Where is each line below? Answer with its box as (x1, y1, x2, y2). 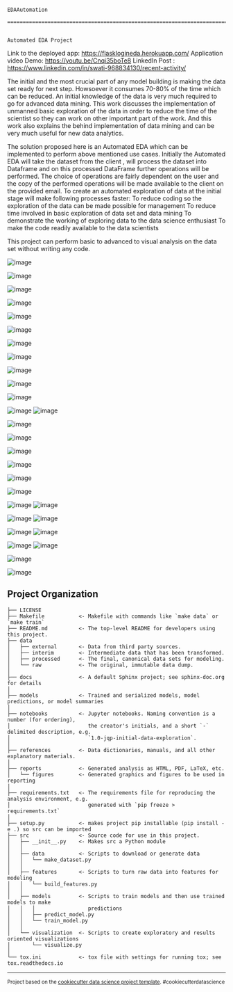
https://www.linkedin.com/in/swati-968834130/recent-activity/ (7, 64, 187, 72)
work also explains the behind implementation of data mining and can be (7, 122, 215, 129)
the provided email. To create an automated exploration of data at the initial (7, 187, 222, 195)
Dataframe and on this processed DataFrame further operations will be (7, 165, 209, 173)
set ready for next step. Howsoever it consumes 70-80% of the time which (7, 85, 221, 93)
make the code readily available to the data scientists (7, 224, 159, 232)
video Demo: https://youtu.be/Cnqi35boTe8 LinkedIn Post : (7, 56, 175, 65)
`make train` (7, 618, 45, 626)
